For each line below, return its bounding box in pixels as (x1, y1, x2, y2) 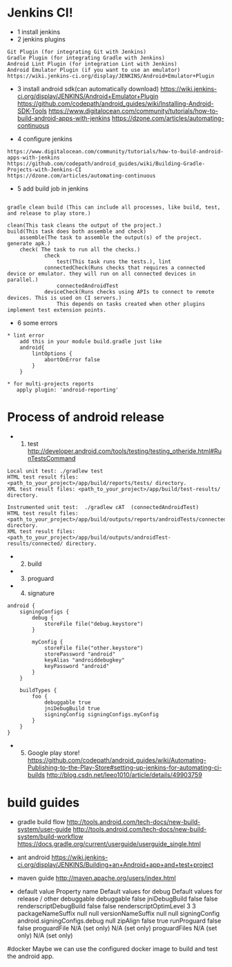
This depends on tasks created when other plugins (56, 300, 206, 307)
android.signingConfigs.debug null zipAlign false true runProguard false (17, 917, 222, 925)
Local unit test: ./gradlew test (7, 468, 104, 475)
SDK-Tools (17, 106, 47, 115)
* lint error (7, 332, 45, 339)
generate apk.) (7, 240, 51, 247)
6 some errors (17, 318, 58, 327)
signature (27, 588, 55, 597)
